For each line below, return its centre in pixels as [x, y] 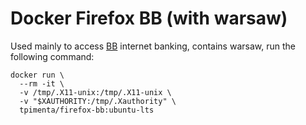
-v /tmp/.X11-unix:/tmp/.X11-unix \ [95, 92]
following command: [52, 56]
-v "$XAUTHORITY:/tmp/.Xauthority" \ [98, 101]
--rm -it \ [42, 83]
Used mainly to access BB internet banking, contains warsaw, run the [153, 46]
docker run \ [37, 75]
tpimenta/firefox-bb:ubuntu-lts [87, 110]
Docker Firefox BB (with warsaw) [149, 18]
